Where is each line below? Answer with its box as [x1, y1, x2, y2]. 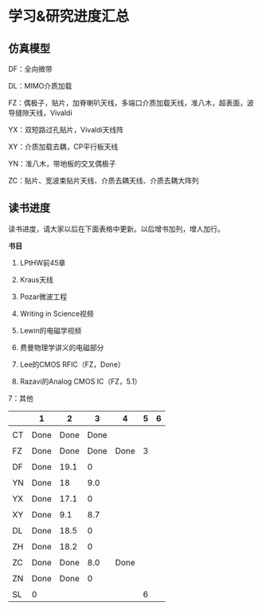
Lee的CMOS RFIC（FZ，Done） [19, 360, 125, 369]
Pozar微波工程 [19, 292, 68, 301]
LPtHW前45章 [19, 258, 66, 267]
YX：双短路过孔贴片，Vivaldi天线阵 [8, 125, 124, 134]
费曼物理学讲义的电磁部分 [19, 342, 104, 352]
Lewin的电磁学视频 [19, 325, 82, 335]
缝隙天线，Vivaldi [14, 108, 73, 117]
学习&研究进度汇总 [8, 7, 130, 26]
